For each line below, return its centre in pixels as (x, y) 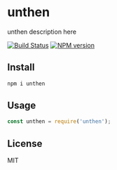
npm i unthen (26, 84)
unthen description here (42, 32)
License (25, 144)
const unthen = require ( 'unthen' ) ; (59, 122)
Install (21, 67)
